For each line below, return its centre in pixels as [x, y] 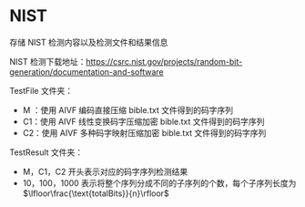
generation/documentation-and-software [86, 72]
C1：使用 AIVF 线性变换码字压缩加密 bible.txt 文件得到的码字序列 [144, 121]
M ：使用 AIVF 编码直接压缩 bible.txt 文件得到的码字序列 [128, 109]
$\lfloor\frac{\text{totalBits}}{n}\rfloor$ [96, 193]
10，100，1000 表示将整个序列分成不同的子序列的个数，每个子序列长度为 [159, 182]
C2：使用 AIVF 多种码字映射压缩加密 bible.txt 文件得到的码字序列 [144, 132]
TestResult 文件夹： [46, 152]
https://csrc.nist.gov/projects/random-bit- [164, 61]
